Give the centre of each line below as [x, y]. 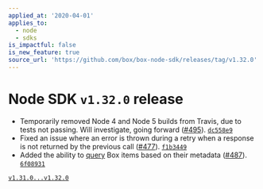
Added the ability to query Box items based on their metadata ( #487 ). [133, 155]
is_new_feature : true [44, 52]
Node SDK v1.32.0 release [96, 99]
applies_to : [28, 23]
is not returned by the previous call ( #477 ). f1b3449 [103, 146]
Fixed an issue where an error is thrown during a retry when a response [137, 138]
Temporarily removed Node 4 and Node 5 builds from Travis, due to [131, 121]
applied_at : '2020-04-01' [51, 15]
